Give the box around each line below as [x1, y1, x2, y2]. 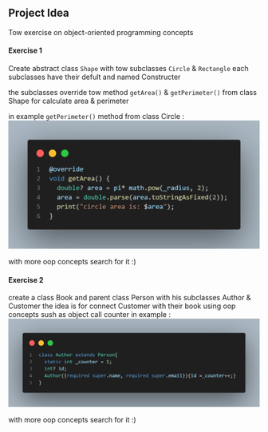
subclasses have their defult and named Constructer [8, 72, 181, 82]
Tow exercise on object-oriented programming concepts [8, 27, 194, 37]
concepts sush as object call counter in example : [8, 310, 171, 319]
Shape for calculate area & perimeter [8, 96, 129, 106]
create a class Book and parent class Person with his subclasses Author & [8, 293, 251, 303]
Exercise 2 [8, 275, 44, 284]
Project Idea [8, 6, 69, 20]
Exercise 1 [8, 46, 42, 55]
